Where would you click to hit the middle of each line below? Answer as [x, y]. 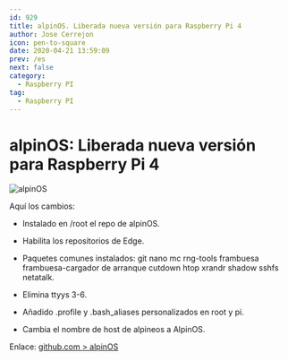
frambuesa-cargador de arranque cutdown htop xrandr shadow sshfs [150, 268]
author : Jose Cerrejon [51, 34]
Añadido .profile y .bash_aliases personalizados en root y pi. [133, 312]
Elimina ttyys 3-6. [55, 295]
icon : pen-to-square [48, 43]
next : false [31, 68]
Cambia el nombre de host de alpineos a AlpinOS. [114, 330]
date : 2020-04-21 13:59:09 [59, 51]
